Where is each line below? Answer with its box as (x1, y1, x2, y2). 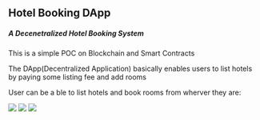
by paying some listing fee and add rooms (8, 72, 146, 82)
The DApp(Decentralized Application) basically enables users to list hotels (8, 64, 253, 74)
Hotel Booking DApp (8, 6, 111, 20)
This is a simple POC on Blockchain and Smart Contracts (8, 48, 195, 58)
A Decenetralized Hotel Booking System (8, 28, 144, 38)
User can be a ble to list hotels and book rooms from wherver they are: (8, 87, 242, 98)
